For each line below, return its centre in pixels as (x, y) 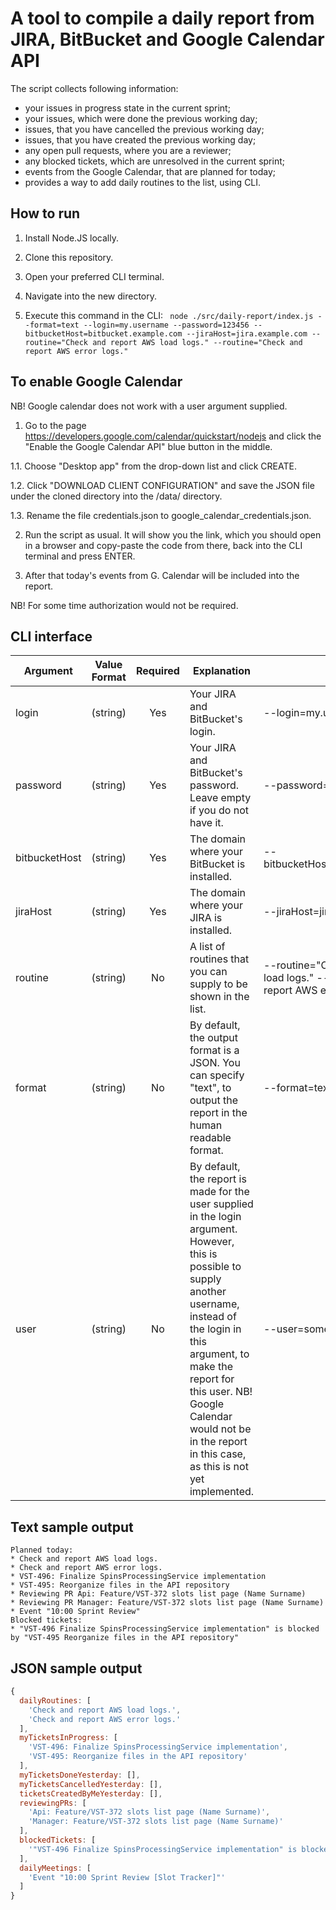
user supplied (221, 1204)
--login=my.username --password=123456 (166, 325)
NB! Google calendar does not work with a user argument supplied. (149, 406)
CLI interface (51, 636)
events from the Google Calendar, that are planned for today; (150, 171)
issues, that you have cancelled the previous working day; (144, 129)
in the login (215, 1217)
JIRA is (206, 918)
